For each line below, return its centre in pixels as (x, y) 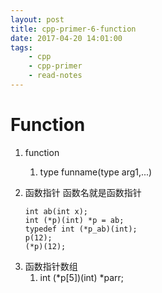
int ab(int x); (56, 211)
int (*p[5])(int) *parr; (82, 277)
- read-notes (55, 76)
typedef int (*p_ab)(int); (81, 229)
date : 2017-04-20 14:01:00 (66, 38)
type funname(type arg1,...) (96, 172)
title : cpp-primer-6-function (73, 29)
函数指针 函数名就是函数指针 (83, 192)
